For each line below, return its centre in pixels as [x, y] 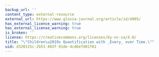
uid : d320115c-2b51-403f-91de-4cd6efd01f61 [51, 47]
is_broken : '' [20, 33]
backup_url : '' [21, 10]
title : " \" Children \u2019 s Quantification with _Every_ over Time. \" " [80, 42]
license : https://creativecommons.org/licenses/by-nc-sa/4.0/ [71, 38]
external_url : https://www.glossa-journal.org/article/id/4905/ [73, 19]
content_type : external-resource [40, 14]
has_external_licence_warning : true [43, 24]
